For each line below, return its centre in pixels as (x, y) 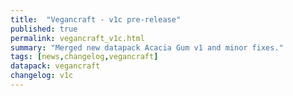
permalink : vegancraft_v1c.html (77, 38)
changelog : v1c (42, 76)
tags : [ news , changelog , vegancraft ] (84, 57)
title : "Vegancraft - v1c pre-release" (96, 19)
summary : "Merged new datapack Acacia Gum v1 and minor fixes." (147, 47)
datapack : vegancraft (55, 66)
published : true (44, 29)
